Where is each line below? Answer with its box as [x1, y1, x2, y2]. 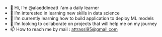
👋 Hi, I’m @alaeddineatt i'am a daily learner [10, 5, 100, 10]
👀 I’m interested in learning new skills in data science [10, 10, 120, 16]
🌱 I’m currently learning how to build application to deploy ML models [10, 15, 154, 21]
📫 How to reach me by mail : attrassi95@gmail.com [10, 26, 118, 32]
